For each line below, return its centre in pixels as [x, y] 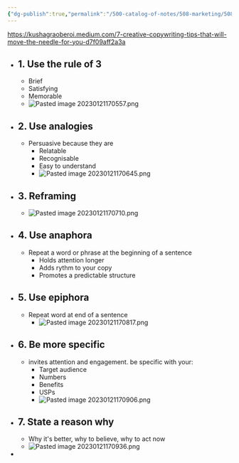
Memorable [45, 96]
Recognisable [59, 159]
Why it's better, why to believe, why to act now [97, 439]
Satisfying [43, 89]
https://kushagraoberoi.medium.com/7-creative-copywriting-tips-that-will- [117, 34]
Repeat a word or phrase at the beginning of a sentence [110, 252]
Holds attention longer [71, 260]
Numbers [52, 377]
